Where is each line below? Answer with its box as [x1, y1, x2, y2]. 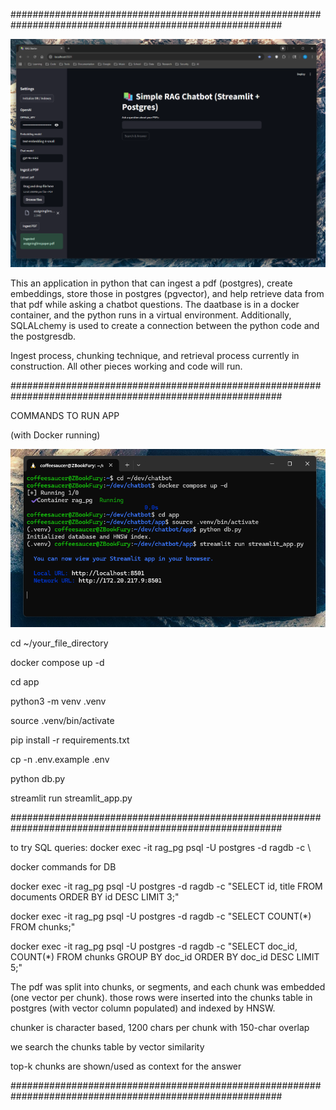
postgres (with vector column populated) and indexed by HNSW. [10, 1002, 276, 1014]
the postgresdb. [10, 330, 77, 342]
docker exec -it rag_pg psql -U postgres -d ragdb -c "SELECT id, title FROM [10, 880, 323, 892]
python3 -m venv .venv [10, 695, 107, 707]
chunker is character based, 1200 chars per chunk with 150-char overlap [10, 1021, 310, 1033]
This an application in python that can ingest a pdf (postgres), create [10, 277, 293, 289]
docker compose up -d [10, 656, 105, 668]
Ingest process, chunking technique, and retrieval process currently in [10, 349, 300, 361]
